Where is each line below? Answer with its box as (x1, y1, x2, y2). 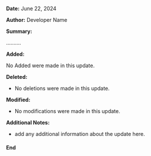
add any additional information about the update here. (14, 131, 145, 137)
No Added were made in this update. (6, 62, 95, 69)
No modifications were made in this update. (14, 108, 120, 114)
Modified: (6, 97, 31, 103)
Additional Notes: (6, 119, 50, 126)
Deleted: (6, 74, 28, 80)
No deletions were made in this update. (14, 85, 110, 92)
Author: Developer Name (6, 16, 68, 23)
